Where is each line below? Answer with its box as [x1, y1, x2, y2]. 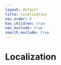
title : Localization [5, 12, 48, 17]
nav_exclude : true [5, 26, 43, 31]
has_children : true [5, 21, 45, 26]
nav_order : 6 [5, 16, 32, 21]
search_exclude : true [5, 30, 50, 35]
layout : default [5, 7, 38, 12]
